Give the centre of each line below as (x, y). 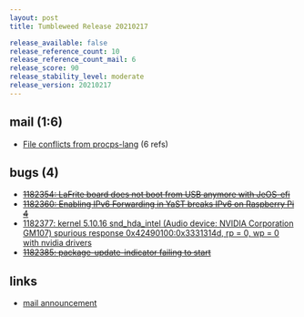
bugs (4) (34, 173)
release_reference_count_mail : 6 (73, 60)
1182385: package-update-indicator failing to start (117, 252)
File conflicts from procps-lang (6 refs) (95, 144)
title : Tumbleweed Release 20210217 (79, 26)
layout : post (34, 18)
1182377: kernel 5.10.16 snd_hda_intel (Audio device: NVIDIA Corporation (158, 223)
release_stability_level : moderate (77, 77)
